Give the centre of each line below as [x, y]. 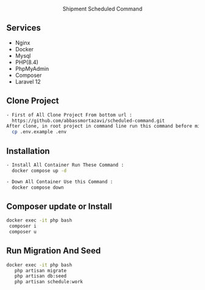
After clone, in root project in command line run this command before [99, 126]
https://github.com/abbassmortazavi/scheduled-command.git [88, 121]
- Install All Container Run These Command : [65, 165]
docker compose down [38, 187]
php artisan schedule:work [49, 282]
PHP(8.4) [27, 62]
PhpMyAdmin [32, 68]
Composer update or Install [59, 206]
